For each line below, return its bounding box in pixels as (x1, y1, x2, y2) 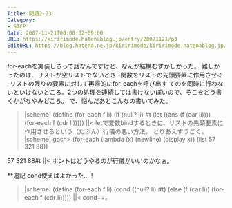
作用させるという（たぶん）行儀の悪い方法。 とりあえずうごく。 (23, 127, 208, 135)
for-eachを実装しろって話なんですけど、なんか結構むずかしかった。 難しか (7, 62, 220, 70)
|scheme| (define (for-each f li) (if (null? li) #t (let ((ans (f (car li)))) (23, 111, 211, 118)
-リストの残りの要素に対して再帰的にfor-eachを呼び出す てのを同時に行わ (7, 79, 217, 87)
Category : (7, 17, 36, 23)
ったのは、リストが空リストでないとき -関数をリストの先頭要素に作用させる (7, 70, 224, 79)
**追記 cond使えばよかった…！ (7, 171, 95, 180)
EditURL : (7, 42, 32, 49)
